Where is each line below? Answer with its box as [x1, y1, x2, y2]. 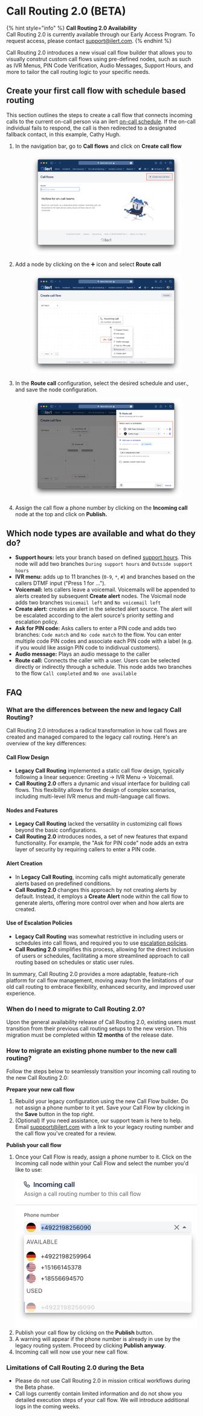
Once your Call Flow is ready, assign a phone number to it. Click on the [14, 1153, 192, 1161]
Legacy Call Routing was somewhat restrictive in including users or [14, 932, 184, 940]
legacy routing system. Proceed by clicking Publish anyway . [14, 1341, 166, 1349]
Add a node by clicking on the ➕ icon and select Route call [14, 261, 161, 268]
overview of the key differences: [6, 739, 87, 746]
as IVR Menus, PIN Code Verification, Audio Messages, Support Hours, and [6, 62, 193, 69]
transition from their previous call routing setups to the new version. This [6, 1025, 187, 1032]
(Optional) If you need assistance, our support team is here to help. [14, 1117, 182, 1125]
